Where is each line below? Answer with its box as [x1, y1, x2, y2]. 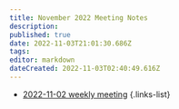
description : [9, 22, 59, 31]
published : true [9, 30, 71, 39]
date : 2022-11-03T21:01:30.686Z [9, 38, 132, 48]
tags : [9, 47, 30, 56]
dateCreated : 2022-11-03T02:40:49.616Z [9, 64, 161, 74]
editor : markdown [9, 55, 75, 64]
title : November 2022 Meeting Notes [9, 13, 148, 23]
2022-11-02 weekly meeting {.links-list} [22, 88, 171, 100]
